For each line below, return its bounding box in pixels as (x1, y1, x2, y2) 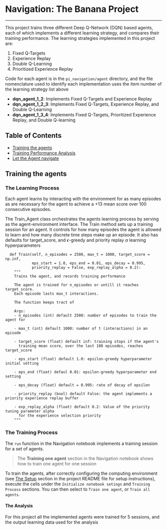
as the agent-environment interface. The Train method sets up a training (5, 221, 153, 227)
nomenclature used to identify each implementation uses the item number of (5, 81, 162, 87)
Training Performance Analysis (12, 150, 76, 156)
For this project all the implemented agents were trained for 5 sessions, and (5, 514, 160, 520)
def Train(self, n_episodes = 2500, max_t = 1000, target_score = (9, 252, 150, 257)
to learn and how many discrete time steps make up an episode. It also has (5, 232, 158, 238)
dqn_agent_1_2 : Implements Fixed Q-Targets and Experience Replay (12, 96, 152, 102)
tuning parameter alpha (5, 409, 55, 414)
